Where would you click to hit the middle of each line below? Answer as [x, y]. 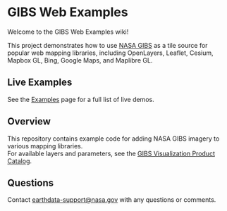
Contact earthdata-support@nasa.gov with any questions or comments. [112, 200]
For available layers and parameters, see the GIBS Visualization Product [111, 153]
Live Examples [40, 83]
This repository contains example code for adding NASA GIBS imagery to [114, 139]
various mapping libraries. [45, 146]
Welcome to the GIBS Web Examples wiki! [68, 32]
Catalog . [20, 161]
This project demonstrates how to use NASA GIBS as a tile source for [108, 45]
